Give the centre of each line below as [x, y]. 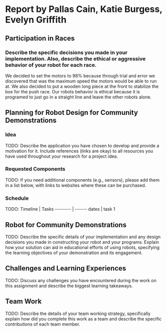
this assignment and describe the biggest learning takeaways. [69, 286]
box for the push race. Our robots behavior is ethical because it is [72, 91]
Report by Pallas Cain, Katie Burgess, [84, 9]
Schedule [17, 198]
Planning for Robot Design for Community [72, 113]
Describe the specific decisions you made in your [66, 52]
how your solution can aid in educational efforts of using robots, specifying [82, 247]
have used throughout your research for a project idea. [62, 156]
